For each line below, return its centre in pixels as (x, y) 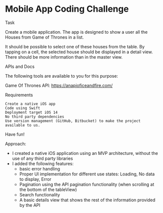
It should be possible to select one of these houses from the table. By (75, 46)
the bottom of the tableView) (48, 190)
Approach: (16, 144)
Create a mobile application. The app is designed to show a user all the (76, 32)
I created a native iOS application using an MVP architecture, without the (85, 153)
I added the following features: (43, 163)
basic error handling (40, 169)
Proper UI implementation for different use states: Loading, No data (87, 174)
